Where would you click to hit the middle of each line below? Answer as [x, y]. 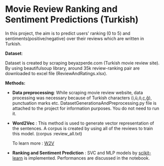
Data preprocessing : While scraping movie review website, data [78, 92]
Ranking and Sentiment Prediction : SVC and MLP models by [75, 153]
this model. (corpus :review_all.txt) [47, 133]
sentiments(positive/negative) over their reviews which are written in [75, 39]
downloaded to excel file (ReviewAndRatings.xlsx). [56, 73]
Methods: [15, 83]
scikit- [145, 153]
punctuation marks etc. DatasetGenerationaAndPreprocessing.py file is [84, 103]
